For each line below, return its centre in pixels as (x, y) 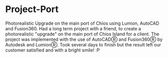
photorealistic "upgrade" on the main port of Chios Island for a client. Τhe (82, 34)
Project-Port (32, 9)
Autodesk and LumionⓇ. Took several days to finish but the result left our (83, 44)
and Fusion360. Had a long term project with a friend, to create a (73, 28)
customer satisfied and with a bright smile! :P (53, 50)
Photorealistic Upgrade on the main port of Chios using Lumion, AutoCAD (82, 23)
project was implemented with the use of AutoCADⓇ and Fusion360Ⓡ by (84, 39)
